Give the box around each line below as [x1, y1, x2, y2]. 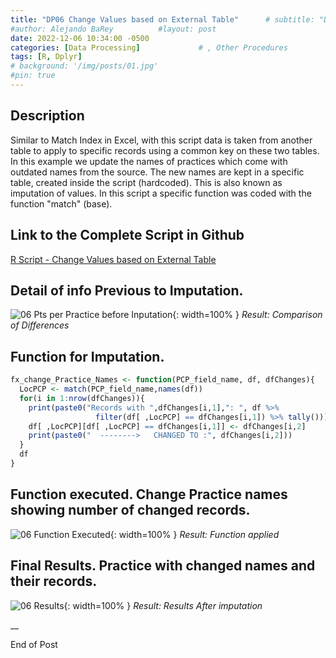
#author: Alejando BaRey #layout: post [10, 24, 217, 34]
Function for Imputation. [10, 348, 165, 365]
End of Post [10, 638, 58, 650]
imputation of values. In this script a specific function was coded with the [10, 187, 312, 199]
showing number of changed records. [10, 502, 251, 519]
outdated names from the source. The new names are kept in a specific [10, 166, 305, 178]
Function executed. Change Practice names [10, 486, 288, 503]
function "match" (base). [10, 197, 113, 210]
